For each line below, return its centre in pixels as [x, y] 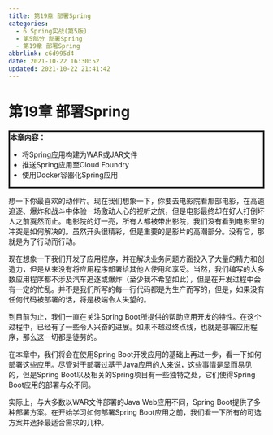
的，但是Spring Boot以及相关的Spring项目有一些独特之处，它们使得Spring [132, 374]
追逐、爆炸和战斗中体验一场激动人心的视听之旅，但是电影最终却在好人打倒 [133, 211]
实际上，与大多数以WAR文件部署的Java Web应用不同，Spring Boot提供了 [131, 402]
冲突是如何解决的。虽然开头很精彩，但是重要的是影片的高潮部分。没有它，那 [136, 231]
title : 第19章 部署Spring [50, 16]
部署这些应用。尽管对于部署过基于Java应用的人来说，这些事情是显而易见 [130, 364]
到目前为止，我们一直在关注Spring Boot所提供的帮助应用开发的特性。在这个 [135, 316]
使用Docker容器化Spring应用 [70, 175]
